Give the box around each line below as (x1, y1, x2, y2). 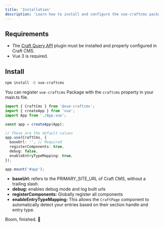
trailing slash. (12, 181, 39, 186)
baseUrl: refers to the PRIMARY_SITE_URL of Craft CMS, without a (12, 176, 146, 182)
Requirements (5, 30, 49, 38)
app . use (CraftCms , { (5, 135, 47, 140)
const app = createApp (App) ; (5, 122, 64, 127)
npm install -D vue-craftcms (5, 80, 64, 86)
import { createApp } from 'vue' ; (5, 108, 76, 113)
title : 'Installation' (5, 7, 51, 12)
